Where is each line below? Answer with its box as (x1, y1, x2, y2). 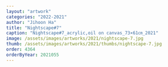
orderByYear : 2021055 (6, 52, 60, 58)
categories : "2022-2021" (6, 14, 67, 20)
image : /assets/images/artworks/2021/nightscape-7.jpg (6, 36, 144, 41)
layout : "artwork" (6, 8, 51, 15)
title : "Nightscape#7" (6, 24, 62, 31)
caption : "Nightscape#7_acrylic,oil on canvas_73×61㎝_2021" (6, 30, 159, 36)
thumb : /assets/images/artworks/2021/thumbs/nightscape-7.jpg (6, 41, 162, 47)
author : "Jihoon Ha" (6, 19, 57, 25)
